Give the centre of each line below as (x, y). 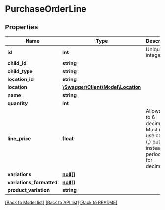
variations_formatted (33, 182)
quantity (18, 103)
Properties (22, 27)
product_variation (29, 190)
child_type (20, 71)
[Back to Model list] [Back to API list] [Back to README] (61, 202)
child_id (17, 63)
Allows (153, 111)
